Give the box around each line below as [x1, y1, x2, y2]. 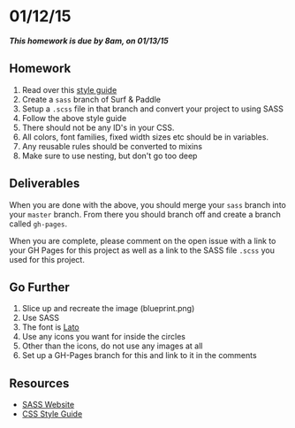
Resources [9, 376, 70, 391]
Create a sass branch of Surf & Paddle [21, 94, 162, 104]
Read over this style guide [21, 84, 117, 95]
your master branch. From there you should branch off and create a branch [9, 209, 281, 219]
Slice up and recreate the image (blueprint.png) [21, 303, 195, 314]
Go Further [9, 279, 71, 294]
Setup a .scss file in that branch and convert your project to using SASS [21, 103, 284, 114]
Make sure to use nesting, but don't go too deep [21, 150, 198, 161]
